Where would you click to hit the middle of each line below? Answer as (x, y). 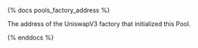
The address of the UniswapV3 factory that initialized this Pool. (99, 24)
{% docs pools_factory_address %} (59, 10)
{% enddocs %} (31, 37)
